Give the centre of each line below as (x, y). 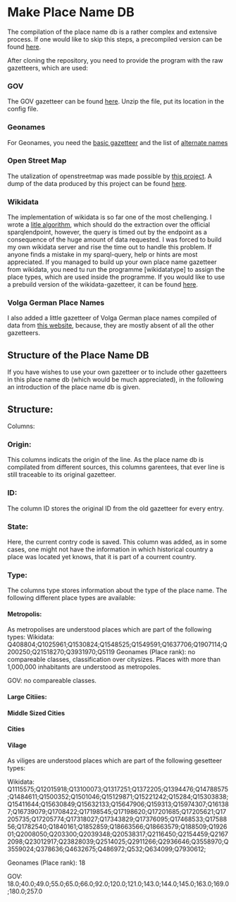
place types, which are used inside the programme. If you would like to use (116, 277)
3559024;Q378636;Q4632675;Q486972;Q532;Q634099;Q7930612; (107, 849)
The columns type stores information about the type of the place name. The (117, 590)
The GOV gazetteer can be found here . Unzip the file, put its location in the (116, 101)
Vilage (17, 745)
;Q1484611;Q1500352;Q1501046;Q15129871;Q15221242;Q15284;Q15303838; (118, 797)
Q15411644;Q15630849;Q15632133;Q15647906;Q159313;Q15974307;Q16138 (118, 804)
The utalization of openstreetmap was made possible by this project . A (110, 176)
